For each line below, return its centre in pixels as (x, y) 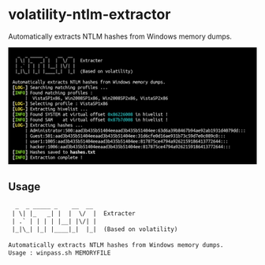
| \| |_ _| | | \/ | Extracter (73, 213)
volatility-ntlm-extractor (90, 15)
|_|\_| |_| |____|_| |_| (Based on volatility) (95, 229)
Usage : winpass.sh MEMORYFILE (60, 253)
